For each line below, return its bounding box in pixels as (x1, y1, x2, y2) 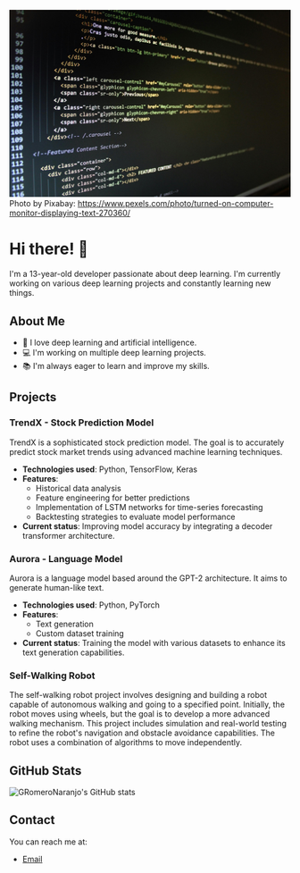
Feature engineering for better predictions (35, 492, 190, 503)
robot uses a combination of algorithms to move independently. (9, 737, 243, 748)
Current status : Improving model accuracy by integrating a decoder (21, 520, 273, 532)
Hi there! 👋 (9, 239, 89, 259)
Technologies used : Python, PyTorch (21, 600, 161, 610)
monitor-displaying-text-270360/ (9, 207, 131, 219)
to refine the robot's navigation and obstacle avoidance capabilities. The (9, 727, 275, 738)
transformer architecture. (21, 530, 115, 541)
